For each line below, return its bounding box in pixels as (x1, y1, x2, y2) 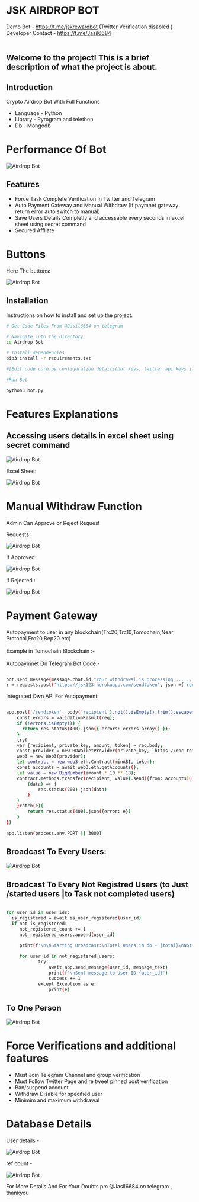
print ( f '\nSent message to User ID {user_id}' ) (48, 970, 168, 976)
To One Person (6, 1002, 62, 1013)
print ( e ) (48, 986, 70, 992)
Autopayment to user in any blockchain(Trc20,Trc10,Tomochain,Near (6, 629, 174, 636)
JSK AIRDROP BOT (6, 4, 99, 17)
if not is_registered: (11, 921, 68, 927)
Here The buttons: (6, 267, 51, 274)
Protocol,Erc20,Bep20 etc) (6, 634, 71, 642)
